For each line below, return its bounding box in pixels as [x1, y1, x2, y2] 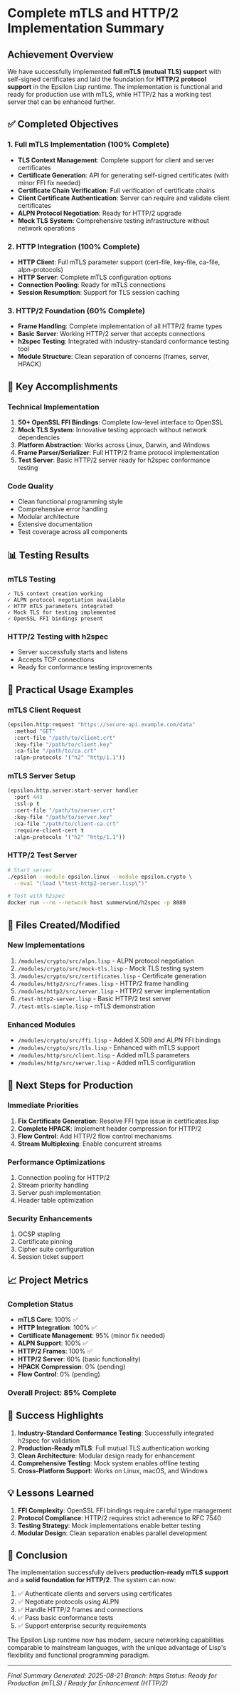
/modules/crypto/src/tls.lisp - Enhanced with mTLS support [17, 1043, 201, 1052]
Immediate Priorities [7, 1100, 80, 1110]
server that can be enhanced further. [7, 98, 116, 106]
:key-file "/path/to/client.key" [14, 741, 113, 748]
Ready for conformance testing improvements [17, 663, 153, 671]
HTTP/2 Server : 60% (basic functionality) [17, 1355, 141, 1364]
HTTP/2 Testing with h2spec [7, 632, 109, 642]
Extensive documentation [17, 520, 92, 528]
